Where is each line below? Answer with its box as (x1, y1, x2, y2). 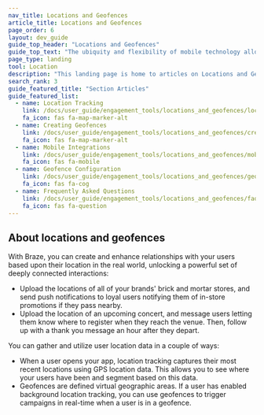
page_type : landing (8, 56, 72, 64)
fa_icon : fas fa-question (22, 202, 108, 209)
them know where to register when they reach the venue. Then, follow (19, 317, 247, 327)
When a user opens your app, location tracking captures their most (19, 356, 237, 366)
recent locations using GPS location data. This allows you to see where (19, 365, 250, 374)
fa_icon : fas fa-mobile (22, 158, 101, 166)
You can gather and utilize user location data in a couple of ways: (8, 341, 220, 350)
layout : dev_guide (8, 33, 68, 42)
